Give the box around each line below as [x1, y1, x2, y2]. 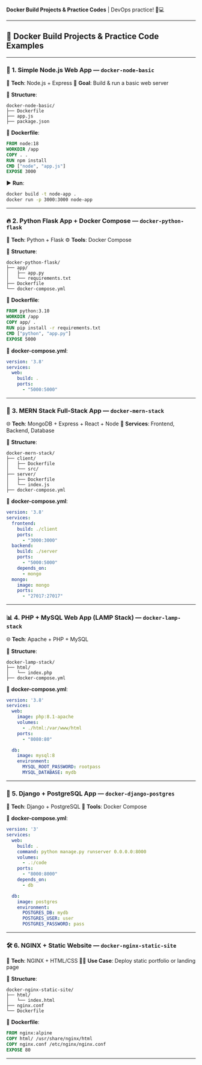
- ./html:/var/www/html [22, 725, 82, 731]
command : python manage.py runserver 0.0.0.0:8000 [17, 848, 147, 854]
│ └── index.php [6, 670, 52, 676]
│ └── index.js [6, 482, 50, 488]
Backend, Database [6, 427, 55, 434]
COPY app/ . [6, 319, 36, 326]
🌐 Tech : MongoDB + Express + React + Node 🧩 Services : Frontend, [6, 420, 175, 427]
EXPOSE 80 [6, 1047, 31, 1053]
